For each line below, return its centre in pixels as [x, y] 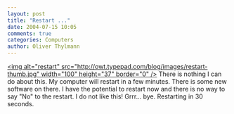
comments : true [30, 33]
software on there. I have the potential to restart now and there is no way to [116, 89]
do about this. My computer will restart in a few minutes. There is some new [117, 81]
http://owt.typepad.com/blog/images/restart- [142, 66]
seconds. [21, 104]
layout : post [26, 14]
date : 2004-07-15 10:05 [42, 27]
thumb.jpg [22, 74]
